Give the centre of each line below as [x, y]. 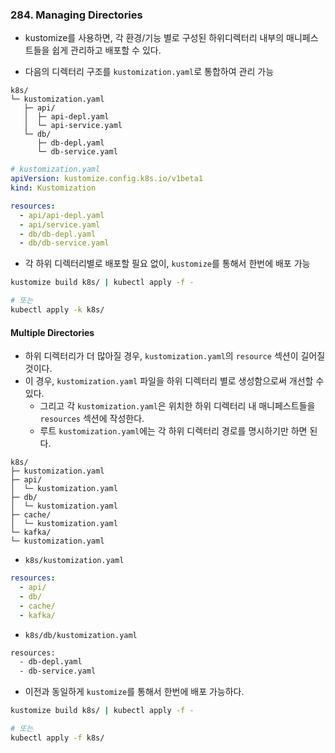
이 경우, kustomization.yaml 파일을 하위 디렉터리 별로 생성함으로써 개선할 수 [174, 381]
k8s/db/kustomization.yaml [81, 635]
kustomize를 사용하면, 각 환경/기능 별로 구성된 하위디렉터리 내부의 [154, 38]
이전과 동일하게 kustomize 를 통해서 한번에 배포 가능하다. [134, 692]
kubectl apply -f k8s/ [57, 738]
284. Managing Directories [76, 15]
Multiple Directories [52, 332]
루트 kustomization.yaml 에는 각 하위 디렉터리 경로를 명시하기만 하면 [173, 431]
